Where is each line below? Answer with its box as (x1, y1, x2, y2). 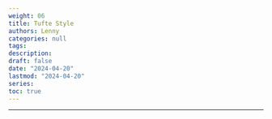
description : (8, 49, 53, 57)
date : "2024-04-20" (8, 65, 74, 73)
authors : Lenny (8, 27, 60, 35)
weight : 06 (8, 11, 45, 20)
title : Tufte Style (8, 19, 74, 28)
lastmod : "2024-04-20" (8, 72, 85, 80)
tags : (8, 42, 27, 50)
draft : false (8, 57, 53, 66)
